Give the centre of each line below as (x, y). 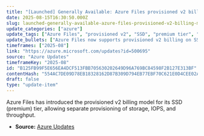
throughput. (21, 115)
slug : (13, 23)
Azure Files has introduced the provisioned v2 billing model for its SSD (94, 102)
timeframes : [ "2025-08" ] (38, 46)
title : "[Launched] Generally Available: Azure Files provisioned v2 (96, 12)
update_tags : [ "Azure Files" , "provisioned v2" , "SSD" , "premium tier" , (100, 34)
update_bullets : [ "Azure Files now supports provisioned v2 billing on (99, 40)
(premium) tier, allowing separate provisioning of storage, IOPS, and (91, 108)
